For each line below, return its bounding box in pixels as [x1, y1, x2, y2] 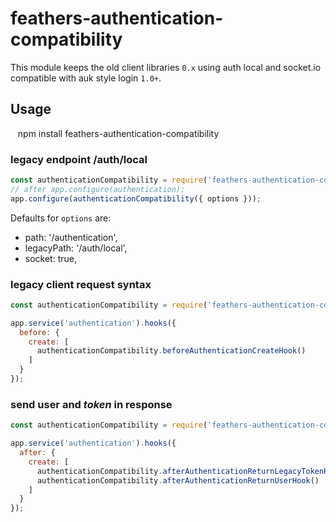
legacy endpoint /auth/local [10, 152, 148, 166]
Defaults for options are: [10, 212, 112, 224]
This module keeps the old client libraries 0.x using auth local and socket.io [10, 61, 322, 73]
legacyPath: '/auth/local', [24, 242, 128, 254]
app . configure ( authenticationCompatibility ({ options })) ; [10, 193, 262, 204]
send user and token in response [10, 397, 173, 411]
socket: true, [24, 252, 77, 264]
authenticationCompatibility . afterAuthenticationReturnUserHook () [36, 475, 320, 486]
